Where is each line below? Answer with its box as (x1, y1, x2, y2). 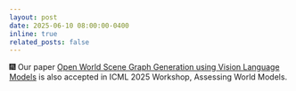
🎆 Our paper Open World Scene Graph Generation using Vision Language (9, 62, 280, 72)
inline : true (9, 29, 58, 38)
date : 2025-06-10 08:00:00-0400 (9, 21, 129, 30)
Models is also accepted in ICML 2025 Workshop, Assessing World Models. (9, 72, 288, 82)
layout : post (9, 12, 58, 22)
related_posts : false (9, 37, 90, 47)
